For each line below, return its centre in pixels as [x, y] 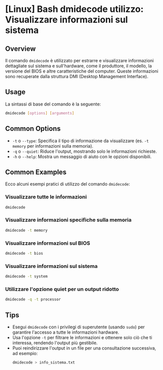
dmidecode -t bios [24, 253]
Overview [21, 48]
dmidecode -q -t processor [33, 299]
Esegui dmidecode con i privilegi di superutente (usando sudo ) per [79, 327]
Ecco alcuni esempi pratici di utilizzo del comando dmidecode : [68, 184]
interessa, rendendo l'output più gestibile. [55, 343]
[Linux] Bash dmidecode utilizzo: [75, 9]
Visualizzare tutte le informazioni [46, 197]
